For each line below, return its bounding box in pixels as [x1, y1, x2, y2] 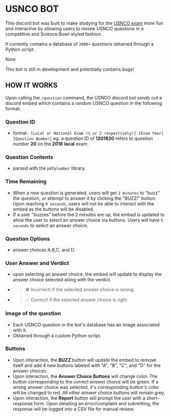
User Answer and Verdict [5, 259, 69, 266]
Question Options [5, 235, 50, 242]
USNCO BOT [5, 3, 59, 15]
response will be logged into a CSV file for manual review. [12, 406, 135, 412]
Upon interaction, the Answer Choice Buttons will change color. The [12, 373, 158, 379]
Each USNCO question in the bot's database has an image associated [12, 321, 160, 328]
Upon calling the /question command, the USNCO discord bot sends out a [5, 94, 162, 100]
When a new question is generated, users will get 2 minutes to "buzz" [12, 190, 160, 196]
